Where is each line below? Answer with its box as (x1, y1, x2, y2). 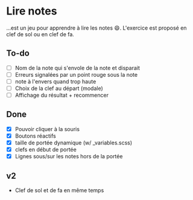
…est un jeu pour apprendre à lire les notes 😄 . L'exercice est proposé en (6, 24, 187, 31)
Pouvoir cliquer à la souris (14, 125, 80, 132)
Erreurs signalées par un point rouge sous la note (14, 71, 138, 78)
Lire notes (6, 4, 57, 18)
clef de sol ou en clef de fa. (6, 30, 74, 37)
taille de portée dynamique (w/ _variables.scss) (14, 139, 133, 146)
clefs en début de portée (14, 146, 77, 153)
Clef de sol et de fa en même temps (14, 187, 104, 194)
